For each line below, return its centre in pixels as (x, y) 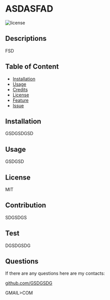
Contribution (26, 205)
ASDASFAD (29, 9)
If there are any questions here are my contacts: (55, 273)
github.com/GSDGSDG (29, 283)
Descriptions (26, 39)
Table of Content (32, 67)
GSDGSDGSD (19, 134)
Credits (20, 89)
